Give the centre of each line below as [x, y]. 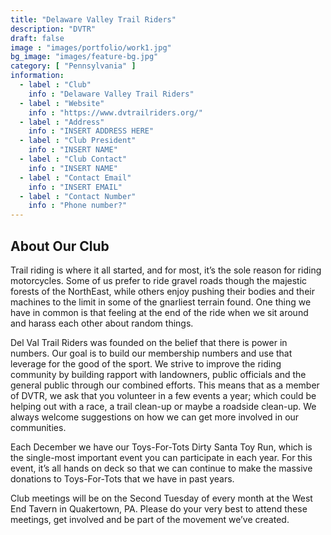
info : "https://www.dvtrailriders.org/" [115, 112]
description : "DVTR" [53, 29]
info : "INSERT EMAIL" [75, 187]
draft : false [37, 38]
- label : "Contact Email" [75, 177]
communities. [38, 427]
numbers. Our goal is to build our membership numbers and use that [151, 353]
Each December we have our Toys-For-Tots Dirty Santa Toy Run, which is [161, 447]
